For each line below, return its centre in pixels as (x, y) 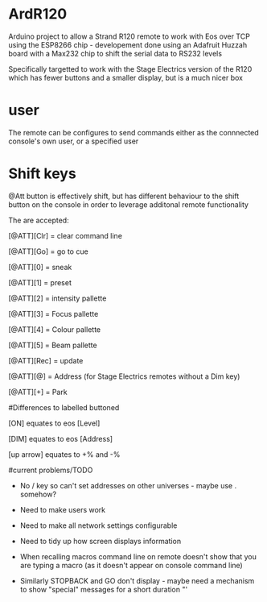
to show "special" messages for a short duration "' (104, 589)
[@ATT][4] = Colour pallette (55, 329)
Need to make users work (63, 509)
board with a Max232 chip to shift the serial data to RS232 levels (115, 53)
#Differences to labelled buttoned (64, 407)
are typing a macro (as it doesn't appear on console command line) (131, 565)
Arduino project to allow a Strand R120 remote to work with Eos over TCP (129, 36)
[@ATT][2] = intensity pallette (58, 298)
